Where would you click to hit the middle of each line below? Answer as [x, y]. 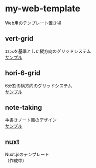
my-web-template [43, 9]
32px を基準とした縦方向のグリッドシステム [48, 51]
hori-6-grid [23, 73]
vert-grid [19, 39]
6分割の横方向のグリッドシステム [39, 85]
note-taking [24, 107]
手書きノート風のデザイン [31, 120]
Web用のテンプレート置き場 [33, 23]
